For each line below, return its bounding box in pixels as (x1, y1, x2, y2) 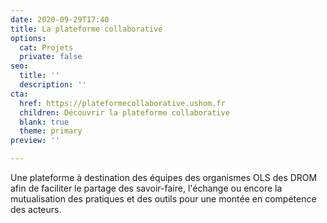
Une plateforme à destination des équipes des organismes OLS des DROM (10, 172, 318, 183)
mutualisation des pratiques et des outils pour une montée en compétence (10, 193, 317, 205)
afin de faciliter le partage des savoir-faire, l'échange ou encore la (10, 182, 283, 194)
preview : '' (10, 136, 60, 146)
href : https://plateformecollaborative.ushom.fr (19, 98, 226, 108)
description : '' (19, 80, 87, 90)
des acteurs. (10, 204, 62, 215)
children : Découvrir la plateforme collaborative (19, 107, 230, 118)
